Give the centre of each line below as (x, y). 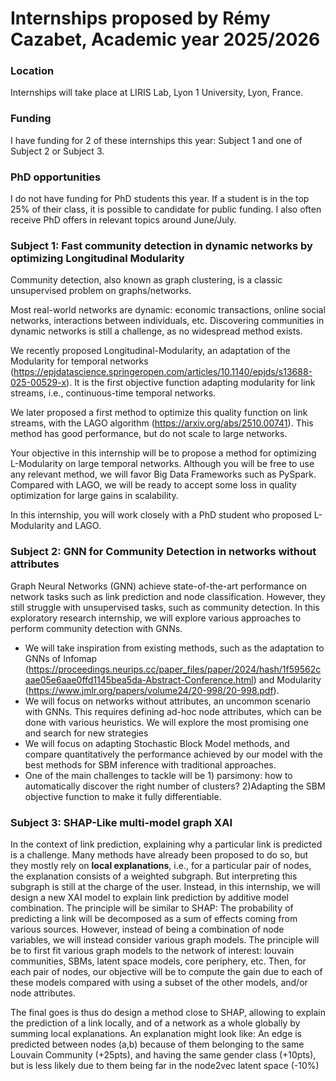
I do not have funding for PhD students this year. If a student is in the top (160, 199)
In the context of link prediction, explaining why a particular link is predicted (166, 844)
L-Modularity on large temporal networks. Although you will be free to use (162, 464)
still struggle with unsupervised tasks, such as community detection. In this (165, 607)
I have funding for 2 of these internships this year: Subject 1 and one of (156, 140)
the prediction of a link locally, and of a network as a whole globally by (155, 1023)
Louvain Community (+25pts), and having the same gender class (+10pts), (163, 1054)
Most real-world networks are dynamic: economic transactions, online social (168, 310)
